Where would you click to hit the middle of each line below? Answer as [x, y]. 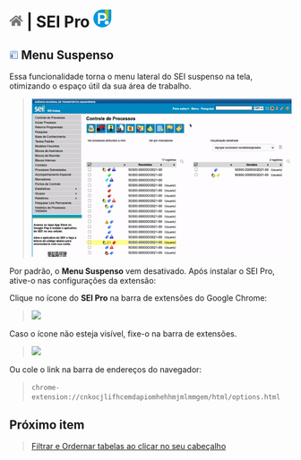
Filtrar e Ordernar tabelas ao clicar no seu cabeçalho [129, 446]
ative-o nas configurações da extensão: [83, 281]
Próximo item [47, 425]
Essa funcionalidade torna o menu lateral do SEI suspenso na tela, [131, 77]
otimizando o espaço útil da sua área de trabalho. [101, 86]
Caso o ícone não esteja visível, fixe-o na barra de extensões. [123, 334]
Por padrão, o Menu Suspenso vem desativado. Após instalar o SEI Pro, [142, 271]
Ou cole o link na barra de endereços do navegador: [106, 370]
